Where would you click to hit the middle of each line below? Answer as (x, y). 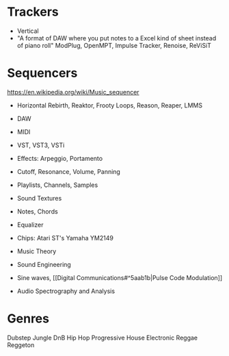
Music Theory (37, 251)
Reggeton (21, 345)
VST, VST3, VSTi (41, 145)
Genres (28, 319)
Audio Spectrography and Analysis (66, 291)
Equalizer (30, 225)
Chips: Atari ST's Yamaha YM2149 (65, 238)
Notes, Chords (37, 211)
